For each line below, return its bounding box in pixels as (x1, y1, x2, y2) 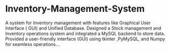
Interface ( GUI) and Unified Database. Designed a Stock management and (5, 25, 161, 31)
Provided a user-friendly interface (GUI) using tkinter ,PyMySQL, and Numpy (5, 36, 165, 42)
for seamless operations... (5, 41, 60, 47)
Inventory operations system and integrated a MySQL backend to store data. (5, 30, 165, 36)
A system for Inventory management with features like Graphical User (5, 20, 151, 26)
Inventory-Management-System (5, 3, 145, 15)
